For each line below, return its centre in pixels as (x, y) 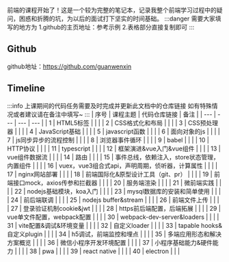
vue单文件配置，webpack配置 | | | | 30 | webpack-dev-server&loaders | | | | (113, 217)
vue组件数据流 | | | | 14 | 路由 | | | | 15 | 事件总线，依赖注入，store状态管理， (113, 157)
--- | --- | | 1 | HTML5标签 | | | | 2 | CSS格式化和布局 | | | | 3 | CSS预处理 (118, 122)
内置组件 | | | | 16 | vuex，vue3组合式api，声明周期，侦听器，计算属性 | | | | (112, 166)
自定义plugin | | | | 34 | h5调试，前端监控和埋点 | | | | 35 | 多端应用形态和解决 (114, 234)
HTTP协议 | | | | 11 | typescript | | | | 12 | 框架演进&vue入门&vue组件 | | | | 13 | (114, 148)
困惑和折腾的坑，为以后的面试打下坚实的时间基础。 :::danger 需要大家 (117, 18)
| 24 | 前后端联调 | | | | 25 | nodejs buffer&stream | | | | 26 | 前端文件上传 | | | (113, 200)
